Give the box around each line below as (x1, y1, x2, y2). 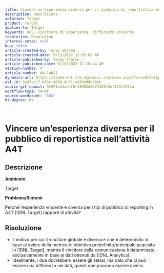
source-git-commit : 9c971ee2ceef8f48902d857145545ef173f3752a (5, 84, 134, 89)
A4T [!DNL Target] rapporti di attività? (5, 210, 81, 215)
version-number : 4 (5, 66, 42, 71)
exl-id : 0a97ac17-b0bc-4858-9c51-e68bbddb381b (5, 79, 102, 84)
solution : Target (5, 16, 41, 21)
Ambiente (5, 176, 26, 182)
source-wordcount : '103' (5, 93, 56, 98)
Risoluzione (5, 224, 42, 232)
